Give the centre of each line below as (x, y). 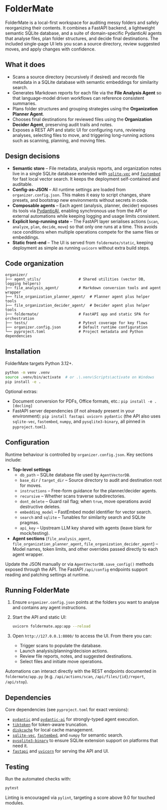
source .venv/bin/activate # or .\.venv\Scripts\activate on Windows (80, 378)
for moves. (31, 485)
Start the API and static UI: (40, 617)
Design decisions (33, 156)
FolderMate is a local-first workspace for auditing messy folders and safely (82, 22)
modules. (15, 803)
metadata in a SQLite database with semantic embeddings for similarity (85, 82)
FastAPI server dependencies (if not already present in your (74, 410)
